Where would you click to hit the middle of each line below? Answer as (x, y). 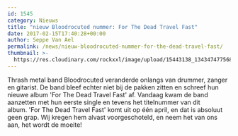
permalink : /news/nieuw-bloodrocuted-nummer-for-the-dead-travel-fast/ (115, 47)
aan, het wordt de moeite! (45, 125)
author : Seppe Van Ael (41, 40)
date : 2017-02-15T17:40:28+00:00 (57, 33)
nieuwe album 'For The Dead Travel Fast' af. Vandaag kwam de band (108, 94)
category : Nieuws (33, 20)
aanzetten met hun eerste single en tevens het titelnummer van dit (104, 102)
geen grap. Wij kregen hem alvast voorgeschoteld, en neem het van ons (113, 117)
